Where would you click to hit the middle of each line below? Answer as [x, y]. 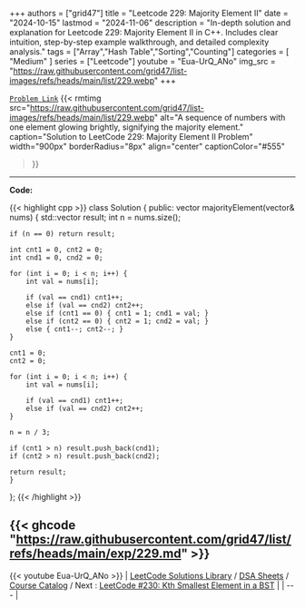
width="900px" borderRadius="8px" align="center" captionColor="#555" [148, 146]
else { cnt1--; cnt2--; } [75, 329]
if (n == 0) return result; [63, 234]
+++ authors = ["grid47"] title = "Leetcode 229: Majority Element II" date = [149, 13]
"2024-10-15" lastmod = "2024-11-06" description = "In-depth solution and [150, 23]
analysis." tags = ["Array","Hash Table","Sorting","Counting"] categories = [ [149, 52]
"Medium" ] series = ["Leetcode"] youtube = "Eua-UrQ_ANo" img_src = [143, 61]
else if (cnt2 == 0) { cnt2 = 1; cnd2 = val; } [117, 321]
